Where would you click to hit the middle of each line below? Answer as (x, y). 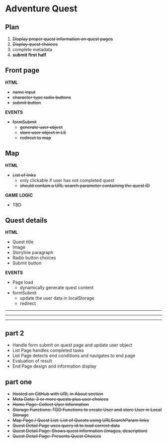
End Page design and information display (54, 366)
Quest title (23, 242)
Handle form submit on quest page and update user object (72, 345)
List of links (24, 175)
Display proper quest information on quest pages (63, 39)
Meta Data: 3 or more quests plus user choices (60, 399)
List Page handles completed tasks (48, 351)
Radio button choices (34, 258)
